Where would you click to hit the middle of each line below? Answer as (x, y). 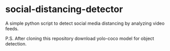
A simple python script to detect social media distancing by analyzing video (85, 23)
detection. (16, 43)
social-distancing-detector (64, 9)
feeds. (12, 28)
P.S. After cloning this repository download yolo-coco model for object (80, 38)
